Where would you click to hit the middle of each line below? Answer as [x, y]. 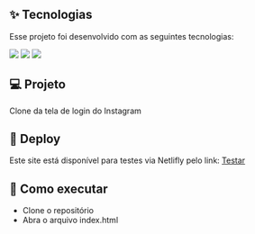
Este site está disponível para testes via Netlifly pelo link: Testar [127, 160]
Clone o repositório [58, 211]
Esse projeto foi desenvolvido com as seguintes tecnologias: [122, 36]
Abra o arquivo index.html [70, 220]
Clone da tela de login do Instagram [76, 111]
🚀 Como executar [59, 189]
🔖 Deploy [35, 139]
